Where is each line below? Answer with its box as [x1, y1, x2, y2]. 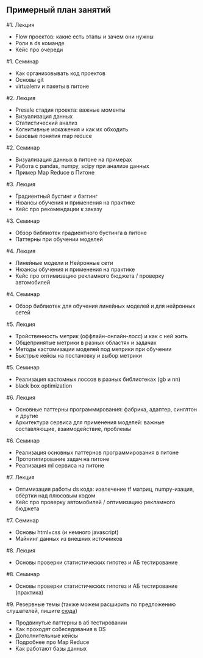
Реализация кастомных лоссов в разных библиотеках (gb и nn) [15, 375, 181, 383]
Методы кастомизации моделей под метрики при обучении [15, 345, 172, 353]
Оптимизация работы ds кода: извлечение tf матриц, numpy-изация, [15, 485, 194, 493]
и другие [15, 412, 38, 419]
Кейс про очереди [15, 46, 63, 53]
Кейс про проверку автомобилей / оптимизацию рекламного [15, 498, 176, 505]
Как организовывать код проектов [15, 70, 105, 77]
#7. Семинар [6, 516, 40, 524]
